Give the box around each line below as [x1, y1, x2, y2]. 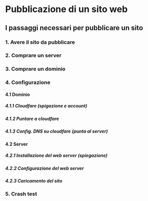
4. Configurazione [5, 79, 50, 86]
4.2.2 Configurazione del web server [5, 165, 84, 171]
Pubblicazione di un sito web [5, 4, 128, 15]
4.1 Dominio [5, 91, 30, 97]
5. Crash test [5, 190, 37, 197]
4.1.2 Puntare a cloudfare [5, 116, 59, 122]
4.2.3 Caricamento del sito [5, 177, 63, 184]
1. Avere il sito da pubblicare [5, 39, 76, 46]
